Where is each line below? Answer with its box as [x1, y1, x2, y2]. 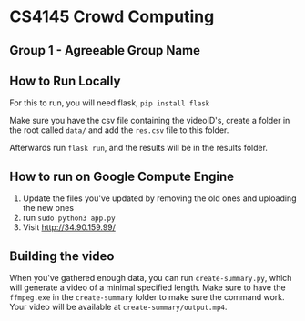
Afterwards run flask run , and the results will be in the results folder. [9, 143, 269, 154]
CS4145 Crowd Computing [9, 6, 215, 27]
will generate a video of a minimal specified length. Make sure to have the [9, 282, 286, 293]
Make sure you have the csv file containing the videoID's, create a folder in [9, 115, 290, 126]
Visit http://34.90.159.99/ [22, 222, 117, 233]
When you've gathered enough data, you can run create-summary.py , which [9, 273, 292, 284]
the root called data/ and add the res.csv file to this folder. [9, 125, 229, 135]
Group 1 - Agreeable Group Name [9, 43, 200, 58]
